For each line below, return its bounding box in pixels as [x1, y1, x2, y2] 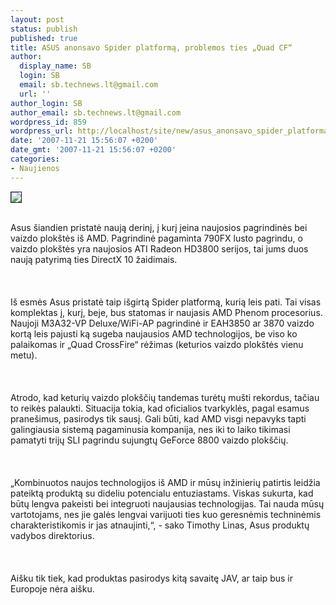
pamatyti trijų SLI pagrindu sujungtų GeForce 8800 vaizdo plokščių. [10, 434, 289, 446]
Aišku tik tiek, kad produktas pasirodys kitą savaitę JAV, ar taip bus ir [10, 572, 294, 584]
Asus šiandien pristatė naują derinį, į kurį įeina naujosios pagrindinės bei [10, 221, 308, 233]
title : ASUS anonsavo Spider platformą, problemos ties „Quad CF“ [10, 42, 293, 53]
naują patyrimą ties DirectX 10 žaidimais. [10, 253, 178, 265]
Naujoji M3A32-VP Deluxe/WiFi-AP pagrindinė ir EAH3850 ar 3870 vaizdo [10, 317, 315, 329]
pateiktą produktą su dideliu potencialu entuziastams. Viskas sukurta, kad [10, 487, 314, 499]
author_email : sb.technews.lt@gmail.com [10, 107, 182, 118]
